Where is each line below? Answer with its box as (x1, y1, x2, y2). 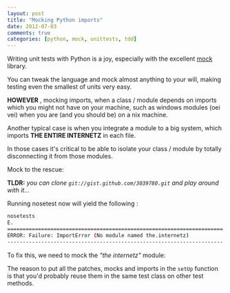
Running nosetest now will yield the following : (7, 199, 139, 208)
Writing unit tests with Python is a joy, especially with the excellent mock (7, 54, 213, 63)
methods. (7, 279, 34, 287)
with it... (7, 186, 30, 194)
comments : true (7, 29, 51, 37)
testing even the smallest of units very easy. (7, 83, 132, 91)
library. (7, 62, 28, 70)
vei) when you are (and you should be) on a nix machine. (7, 111, 169, 119)
